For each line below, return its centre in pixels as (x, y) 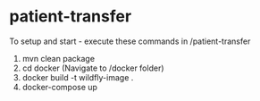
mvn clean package (59, 58)
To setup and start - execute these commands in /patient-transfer (130, 41)
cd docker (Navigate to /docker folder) (93, 68)
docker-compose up (60, 87)
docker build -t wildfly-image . (78, 77)
